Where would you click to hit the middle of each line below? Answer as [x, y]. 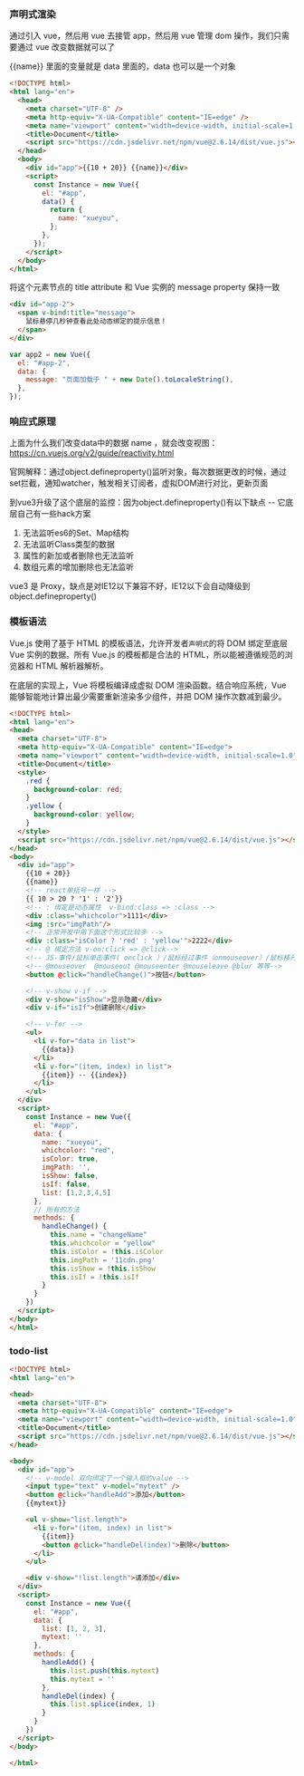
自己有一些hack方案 [54, 514]
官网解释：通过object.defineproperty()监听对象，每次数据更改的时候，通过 [148, 472]
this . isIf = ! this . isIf [95, 1277]
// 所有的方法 [56, 1210]
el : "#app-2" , [44, 363]
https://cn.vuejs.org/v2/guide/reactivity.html [92, 453]
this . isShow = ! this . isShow [102, 1269]
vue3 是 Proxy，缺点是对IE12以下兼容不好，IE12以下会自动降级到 [130, 586]
